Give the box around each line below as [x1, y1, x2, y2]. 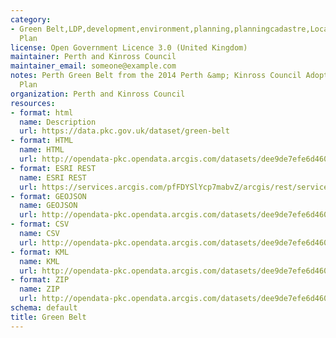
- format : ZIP [10, 275, 70, 285]
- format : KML [10, 247, 70, 257]
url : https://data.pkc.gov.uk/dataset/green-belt [19, 126, 230, 136]
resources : [10, 98, 56, 108]
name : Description [19, 117, 97, 127]
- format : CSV [10, 219, 70, 230]
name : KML [19, 256, 60, 266]
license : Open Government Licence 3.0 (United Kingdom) [10, 42, 248, 53]
